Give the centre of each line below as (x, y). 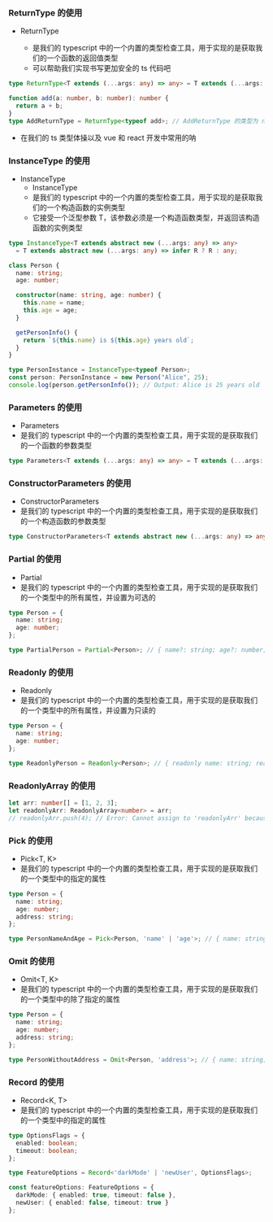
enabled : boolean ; (47, 1143)
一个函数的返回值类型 (82, 58)
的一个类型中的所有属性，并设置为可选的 (88, 597)
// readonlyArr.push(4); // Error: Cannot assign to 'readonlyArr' (125, 818)
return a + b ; (39, 106)
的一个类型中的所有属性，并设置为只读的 (88, 710)
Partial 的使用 (35, 559)
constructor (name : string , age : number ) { (89, 295)
